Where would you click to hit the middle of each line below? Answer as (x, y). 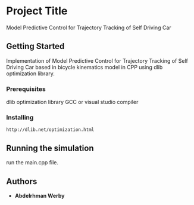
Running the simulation (50, 148)
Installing (20, 117)
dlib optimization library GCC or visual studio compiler (72, 102)
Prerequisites (26, 89)
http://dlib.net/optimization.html (50, 130)
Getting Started (35, 46)
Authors (22, 181)
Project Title (37, 11)
